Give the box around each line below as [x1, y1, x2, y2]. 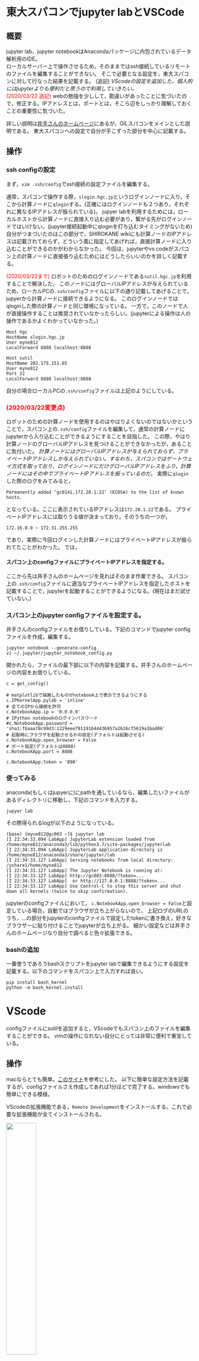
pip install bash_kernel [6, 979, 68, 986]
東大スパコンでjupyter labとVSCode [6, 5, 185, 19]
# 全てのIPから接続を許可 [6, 704, 61, 710]
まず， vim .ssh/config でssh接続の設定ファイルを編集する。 [6, 180, 153, 187]
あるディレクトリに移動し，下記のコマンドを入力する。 [6, 796, 141, 803]
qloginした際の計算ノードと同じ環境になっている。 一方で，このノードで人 [6, 302, 188, 309]
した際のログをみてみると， [6, 477, 74, 485]
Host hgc [6, 329, 28, 335]
